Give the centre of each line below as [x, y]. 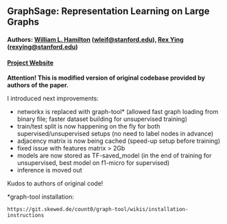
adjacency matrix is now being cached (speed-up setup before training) [119, 141]
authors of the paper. [38, 85]
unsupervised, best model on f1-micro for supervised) [93, 163]
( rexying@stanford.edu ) [43, 47]
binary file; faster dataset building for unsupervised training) [102, 119]
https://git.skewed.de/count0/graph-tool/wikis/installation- [98, 210]
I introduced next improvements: [53, 98]
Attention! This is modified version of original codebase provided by [106, 78]
